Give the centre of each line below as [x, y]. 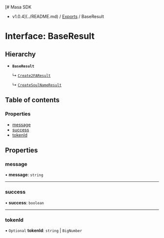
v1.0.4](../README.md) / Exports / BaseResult [58, 16]
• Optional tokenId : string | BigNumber [44, 230]
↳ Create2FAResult [31, 75]
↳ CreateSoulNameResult [37, 85]
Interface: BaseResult [50, 36]
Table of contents [32, 100]
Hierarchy [20, 54]
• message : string [24, 175]
